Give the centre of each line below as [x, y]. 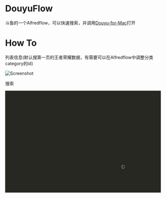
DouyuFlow [29, 9]
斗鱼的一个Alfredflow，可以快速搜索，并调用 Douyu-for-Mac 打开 [70, 23]
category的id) [19, 63]
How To [21, 43]
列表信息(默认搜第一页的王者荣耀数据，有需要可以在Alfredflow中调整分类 [79, 57]
